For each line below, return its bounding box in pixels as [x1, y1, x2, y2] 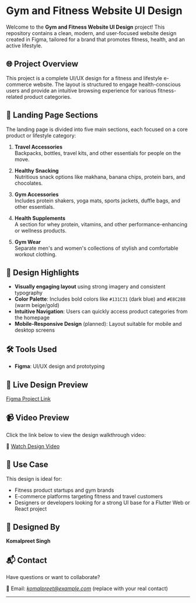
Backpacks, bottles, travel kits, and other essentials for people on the [14, 149, 181, 156]
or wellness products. [14, 227, 67, 234]
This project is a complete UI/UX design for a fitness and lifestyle [6, 74, 162, 81]
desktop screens [14, 326, 55, 334]
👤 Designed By [6, 522, 60, 532]
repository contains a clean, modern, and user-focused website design [6, 29, 177, 36]
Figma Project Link [6, 395, 51, 402]
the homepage [14, 314, 50, 321]
